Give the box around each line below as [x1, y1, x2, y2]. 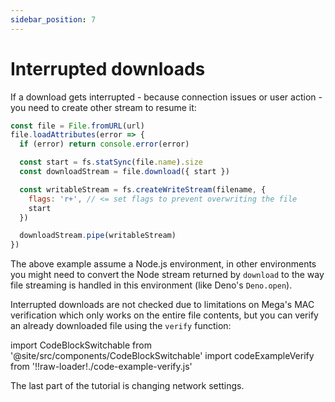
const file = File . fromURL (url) [10, 121, 145, 131]
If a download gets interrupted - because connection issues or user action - [10, 91, 323, 103]
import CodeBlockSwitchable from [10, 339, 152, 351]
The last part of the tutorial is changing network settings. [10, 380, 245, 392]
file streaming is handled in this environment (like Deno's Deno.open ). [10, 279, 293, 291]
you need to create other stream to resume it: [10, 101, 197, 113]
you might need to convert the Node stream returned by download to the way [10, 269, 325, 281]
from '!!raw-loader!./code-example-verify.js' [10, 361, 193, 373]
